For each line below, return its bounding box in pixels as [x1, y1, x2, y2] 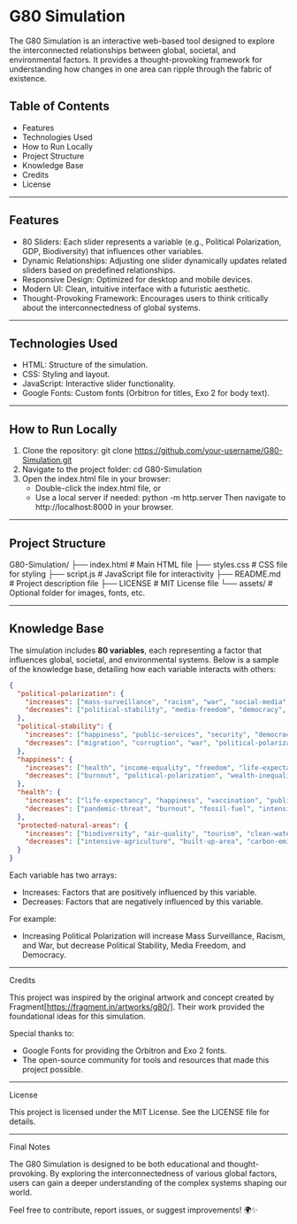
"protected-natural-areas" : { [17, 821, 128, 830]
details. [9, 1116, 36, 1127]
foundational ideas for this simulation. [9, 1011, 146, 1022]
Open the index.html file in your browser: [21, 474, 171, 484]
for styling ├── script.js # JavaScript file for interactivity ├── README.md [9, 569, 281, 579]
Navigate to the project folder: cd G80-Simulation [21, 464, 202, 475]
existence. [9, 73, 47, 83]
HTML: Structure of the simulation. [21, 360, 148, 370]
